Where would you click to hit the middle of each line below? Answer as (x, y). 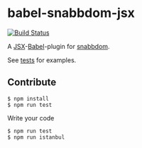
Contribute (32, 82)
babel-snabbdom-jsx (71, 13)
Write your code (31, 118)
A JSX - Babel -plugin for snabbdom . (59, 46)
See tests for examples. (42, 60)
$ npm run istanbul (36, 137)
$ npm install (28, 98)
